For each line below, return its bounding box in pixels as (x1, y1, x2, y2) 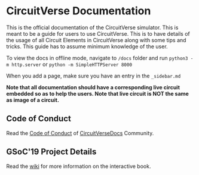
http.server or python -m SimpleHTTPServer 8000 (11, 61, 133, 68)
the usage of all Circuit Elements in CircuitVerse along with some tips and (6, 36, 186, 43)
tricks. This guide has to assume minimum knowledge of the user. (6, 43, 169, 50)
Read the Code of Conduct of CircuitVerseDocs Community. (6, 129, 154, 136)
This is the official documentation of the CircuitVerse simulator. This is (6, 24, 179, 31)
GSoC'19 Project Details (6, 147, 97, 157)
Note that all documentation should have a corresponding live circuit (6, 83, 180, 90)
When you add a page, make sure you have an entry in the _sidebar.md (6, 72, 181, 79)
